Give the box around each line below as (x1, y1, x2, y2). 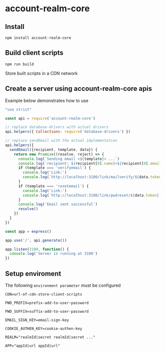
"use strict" (5, 107, 32, 112)
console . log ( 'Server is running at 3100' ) (9, 251, 98, 256)
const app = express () (5, 229, 52, 234)
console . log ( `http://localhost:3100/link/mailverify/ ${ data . (23, 175, 151, 179)
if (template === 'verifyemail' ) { (18, 165, 91, 171)
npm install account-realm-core (5, 35, 71, 40)
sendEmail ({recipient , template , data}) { (9, 147, 98, 152)
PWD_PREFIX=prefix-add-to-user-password (5, 300, 89, 305)
